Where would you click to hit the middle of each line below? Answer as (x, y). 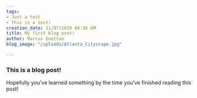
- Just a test (24, 17)
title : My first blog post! (41, 33)
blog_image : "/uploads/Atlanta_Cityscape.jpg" (64, 45)
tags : (13, 11)
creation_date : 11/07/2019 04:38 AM (51, 28)
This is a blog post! (34, 70)
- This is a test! (29, 22)
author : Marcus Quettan (35, 39)
